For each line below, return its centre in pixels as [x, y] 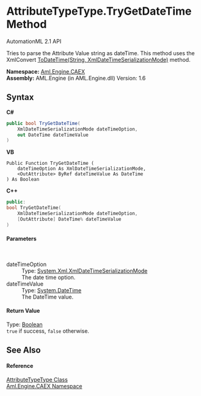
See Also [24, 350]
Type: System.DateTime [52, 290]
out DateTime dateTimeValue [53, 135]
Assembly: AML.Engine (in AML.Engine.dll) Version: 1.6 [76, 78]
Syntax [20, 97]
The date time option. [49, 277]
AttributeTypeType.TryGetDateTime [99, 11]
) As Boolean [23, 180]
